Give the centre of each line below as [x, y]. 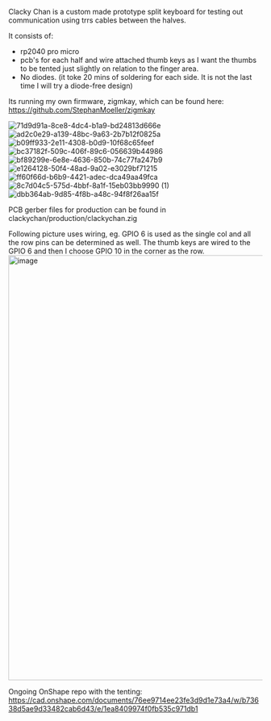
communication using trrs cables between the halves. [98, 20]
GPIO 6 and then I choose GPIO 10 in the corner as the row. [106, 251]
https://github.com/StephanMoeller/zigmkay [82, 110]
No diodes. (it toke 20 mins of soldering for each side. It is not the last [136, 77]
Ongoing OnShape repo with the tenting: [75, 692]
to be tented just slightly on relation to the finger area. [109, 69]
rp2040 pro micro [50, 51]
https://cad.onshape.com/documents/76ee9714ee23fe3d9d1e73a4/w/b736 [134, 700]
